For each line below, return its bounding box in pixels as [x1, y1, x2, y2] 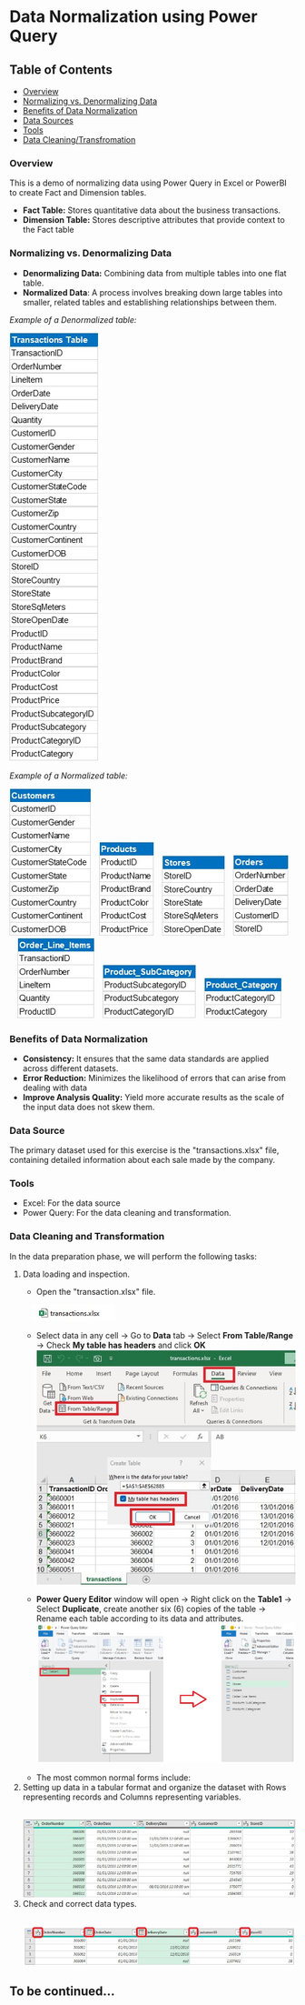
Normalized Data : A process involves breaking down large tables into [22, 286, 283, 297]
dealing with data [22, 1082, 88, 1093]
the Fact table [22, 225, 74, 236]
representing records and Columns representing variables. [22, 1791, 242, 1802]
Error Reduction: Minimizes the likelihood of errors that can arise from [22, 1072, 286, 1083]
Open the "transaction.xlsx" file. [35, 1286, 156, 1297]
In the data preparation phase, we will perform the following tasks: [9, 1250, 257, 1261]
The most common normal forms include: [35, 1772, 192, 1783]
